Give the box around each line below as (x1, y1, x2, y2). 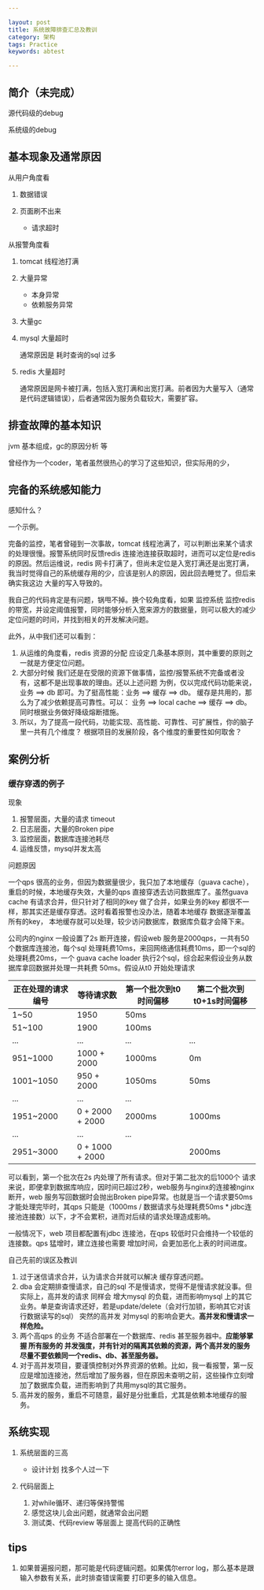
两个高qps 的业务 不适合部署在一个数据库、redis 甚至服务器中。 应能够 (19, 1331, 247, 1341)
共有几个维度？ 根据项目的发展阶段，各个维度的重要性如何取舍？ (33, 727, 242, 737)
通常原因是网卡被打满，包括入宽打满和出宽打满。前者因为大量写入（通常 (19, 383, 254, 393)
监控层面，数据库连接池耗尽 (19, 834, 110, 843)
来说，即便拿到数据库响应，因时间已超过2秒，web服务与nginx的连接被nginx (8, 1182, 255, 1192)
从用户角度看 (8, 173, 49, 182)
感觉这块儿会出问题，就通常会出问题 (31, 1507, 149, 1517)
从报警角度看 (8, 240, 49, 249)
